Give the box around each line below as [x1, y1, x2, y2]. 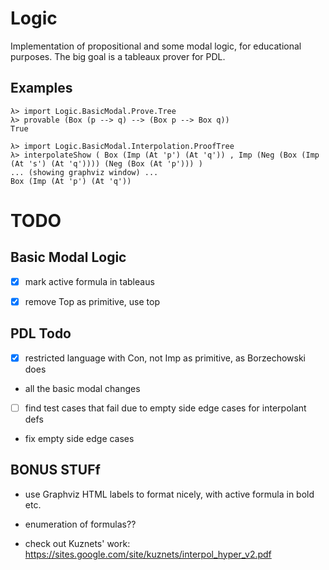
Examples [10, 80, 73, 97]
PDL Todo [10, 325, 72, 342]
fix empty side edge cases [24, 432, 135, 444]
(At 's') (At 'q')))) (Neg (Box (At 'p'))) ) [10, 158, 203, 169]
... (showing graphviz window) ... [10, 167, 159, 177]
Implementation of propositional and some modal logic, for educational [10, 40, 302, 52]
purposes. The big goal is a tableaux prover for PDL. [10, 50, 226, 62]
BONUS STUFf [10, 462, 101, 479]
